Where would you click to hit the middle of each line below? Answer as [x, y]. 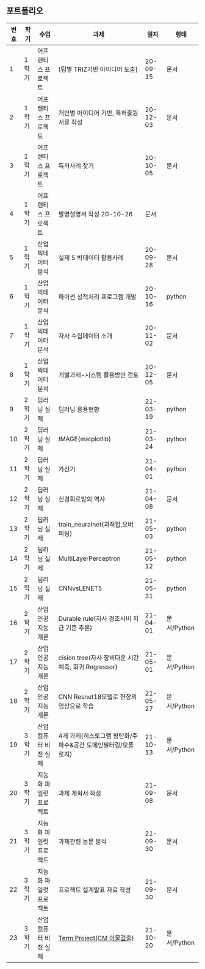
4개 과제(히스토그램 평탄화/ [95, 735]
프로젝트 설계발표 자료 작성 [95, 889]
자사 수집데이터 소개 [85, 336]
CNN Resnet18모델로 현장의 [98, 696]
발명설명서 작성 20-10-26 [95, 214]
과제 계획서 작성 [80, 793]
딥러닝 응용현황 [79, 409]
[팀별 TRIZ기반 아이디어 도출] [98, 69]
